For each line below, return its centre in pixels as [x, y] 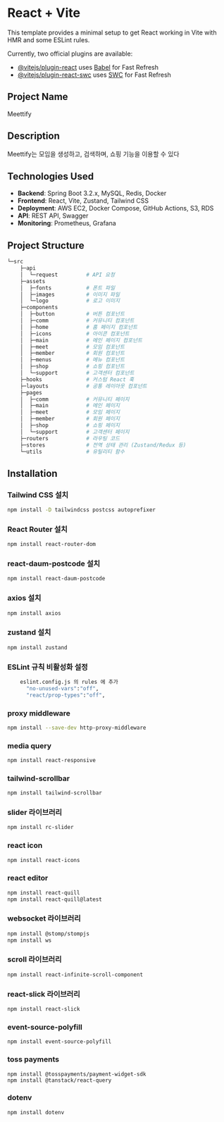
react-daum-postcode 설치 [54, 563]
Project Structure [46, 245]
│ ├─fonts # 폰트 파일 [68, 288]
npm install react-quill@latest [55, 899]
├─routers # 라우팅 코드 [70, 438]
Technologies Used [50, 176]
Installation [32, 473]
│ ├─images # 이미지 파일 [70, 294]
